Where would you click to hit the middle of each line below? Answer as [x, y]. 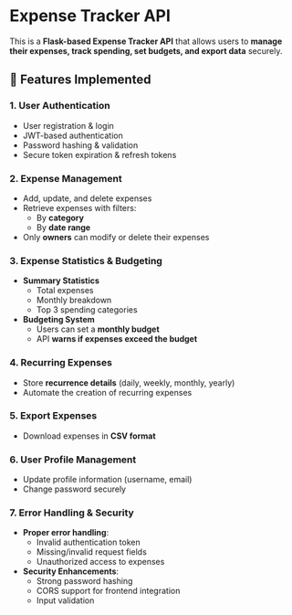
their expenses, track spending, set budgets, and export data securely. [146, 50]
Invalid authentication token [88, 542]
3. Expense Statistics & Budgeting [86, 260]
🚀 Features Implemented [80, 80]
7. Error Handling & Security [72, 513]
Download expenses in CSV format [89, 436]
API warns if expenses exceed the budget [117, 339]
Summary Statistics [61, 281]
